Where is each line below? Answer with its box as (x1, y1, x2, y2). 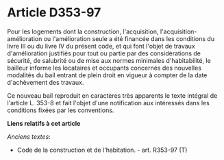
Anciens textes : (7, 132, 51, 141)
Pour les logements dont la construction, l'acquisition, (7, 27, 159, 36)
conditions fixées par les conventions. (7, 106, 114, 114)
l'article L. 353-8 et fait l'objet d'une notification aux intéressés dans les (7, 98, 210, 107)
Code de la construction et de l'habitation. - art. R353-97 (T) (16, 146, 188, 154)
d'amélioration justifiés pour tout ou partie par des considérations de (7, 49, 201, 57)
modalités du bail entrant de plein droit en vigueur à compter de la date (7, 70, 208, 79)
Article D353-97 (7, 5, 101, 21)
